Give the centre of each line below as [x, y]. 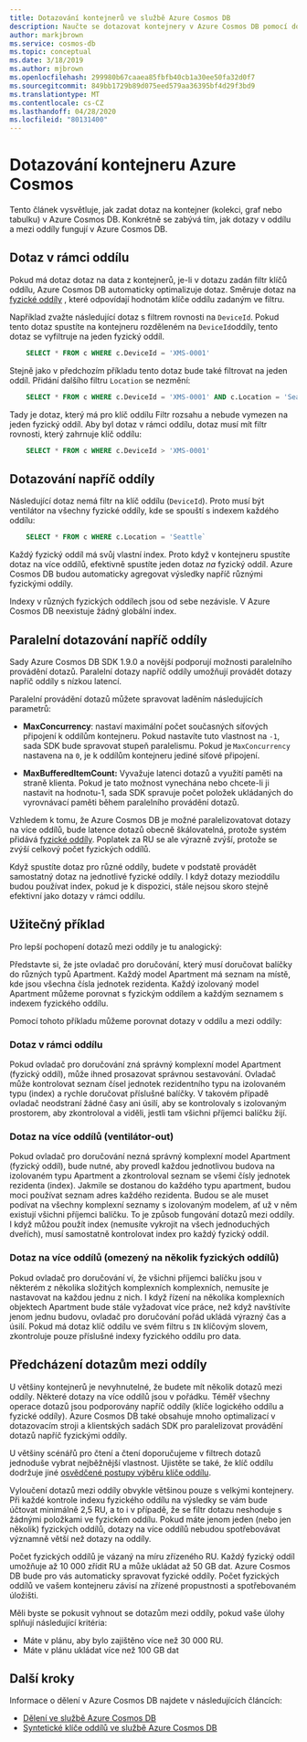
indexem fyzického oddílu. [59, 1003]
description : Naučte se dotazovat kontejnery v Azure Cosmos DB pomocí [148, 26]
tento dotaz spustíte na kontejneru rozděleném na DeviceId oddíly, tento [144, 326]
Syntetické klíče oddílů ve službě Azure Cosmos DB [120, 1728]
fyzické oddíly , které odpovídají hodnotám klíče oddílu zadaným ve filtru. [147, 299]
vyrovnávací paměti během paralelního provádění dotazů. [131, 802]
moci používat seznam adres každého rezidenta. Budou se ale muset [139, 1195]
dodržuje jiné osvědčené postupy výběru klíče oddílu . [111, 1473]
